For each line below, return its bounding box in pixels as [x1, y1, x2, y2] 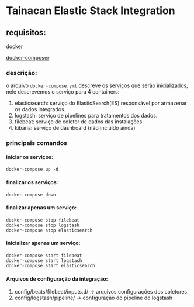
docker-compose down [6, 192, 57, 198]
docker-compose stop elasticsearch [6, 227, 93, 233]
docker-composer [6, 54, 50, 61]
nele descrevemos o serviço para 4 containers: [6, 88, 120, 95]
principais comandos [6, 139, 67, 147]
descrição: [6, 68, 37, 77]
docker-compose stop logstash [6, 222, 80, 228]
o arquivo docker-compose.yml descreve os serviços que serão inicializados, [6, 82, 188, 89]
